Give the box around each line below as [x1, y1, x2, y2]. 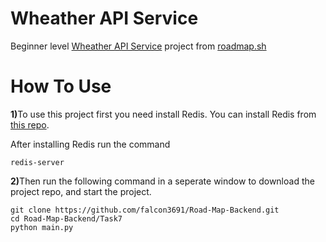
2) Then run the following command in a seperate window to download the [10, 175, 315, 187]
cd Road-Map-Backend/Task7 [10, 213, 123, 224]
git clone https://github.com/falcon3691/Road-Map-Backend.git [10, 205, 280, 215]
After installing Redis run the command [10, 138, 171, 150]
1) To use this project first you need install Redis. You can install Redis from [10, 108, 317, 120]
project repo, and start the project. [10, 185, 152, 197]
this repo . [10, 118, 50, 131]
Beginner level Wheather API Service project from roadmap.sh [10, 40, 267, 52]
